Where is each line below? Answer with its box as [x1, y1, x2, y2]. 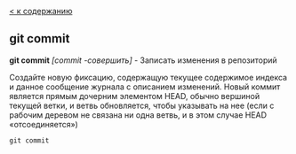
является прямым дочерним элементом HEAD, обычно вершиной [9, 90, 260, 101]
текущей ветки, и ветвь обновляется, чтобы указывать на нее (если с [9, 100, 275, 111]
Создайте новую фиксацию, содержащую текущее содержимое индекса [9, 72, 287, 82]
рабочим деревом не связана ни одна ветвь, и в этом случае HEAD [9, 109, 268, 120]
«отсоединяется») [9, 119, 78, 129]
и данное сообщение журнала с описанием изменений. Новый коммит [9, 81, 281, 92]
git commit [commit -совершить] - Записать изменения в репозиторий [9, 55, 277, 65]
